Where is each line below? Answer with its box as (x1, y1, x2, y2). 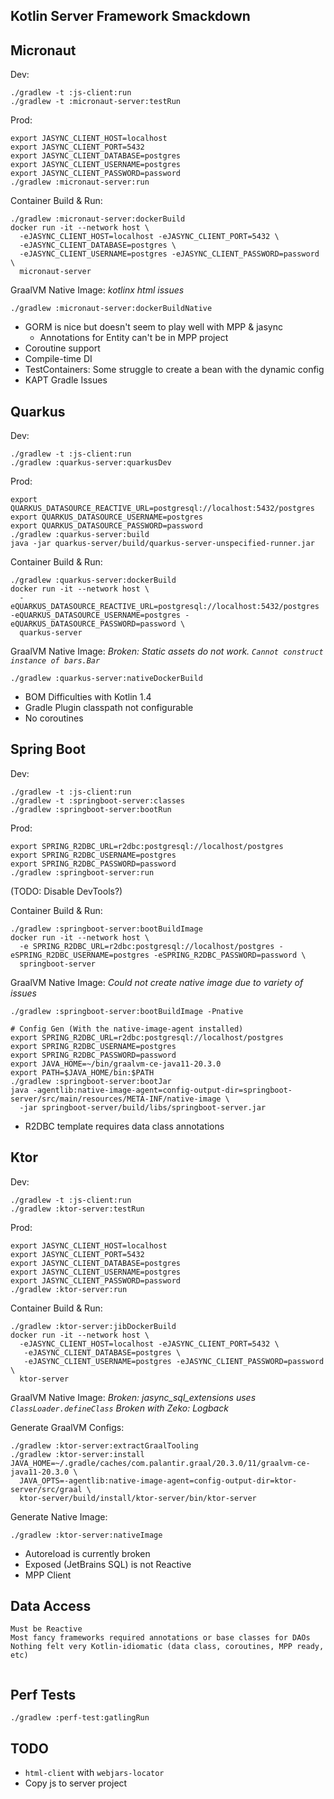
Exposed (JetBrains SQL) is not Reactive (24, 1558, 192, 1570)
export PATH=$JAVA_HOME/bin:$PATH (10, 1067, 155, 1078)
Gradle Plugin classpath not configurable (24, 702, 194, 714)
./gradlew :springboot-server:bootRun (10, 804, 172, 814)
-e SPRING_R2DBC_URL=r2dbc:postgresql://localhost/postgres (19, 941, 275, 951)
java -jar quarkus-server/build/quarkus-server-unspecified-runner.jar (10, 539, 315, 549)
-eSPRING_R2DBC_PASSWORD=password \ (153, 950, 307, 960)
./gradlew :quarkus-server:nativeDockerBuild (10, 674, 203, 684)
